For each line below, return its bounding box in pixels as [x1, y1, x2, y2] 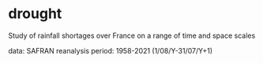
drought [8, 5, 62, 23]
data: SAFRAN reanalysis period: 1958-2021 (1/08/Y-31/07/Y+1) [8, 46, 213, 55]
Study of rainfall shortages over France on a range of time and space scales [8, 31, 256, 40]
